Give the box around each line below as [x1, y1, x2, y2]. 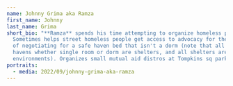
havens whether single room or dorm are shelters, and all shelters [13, 49, 216, 56]
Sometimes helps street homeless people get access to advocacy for [13, 36, 216, 43]
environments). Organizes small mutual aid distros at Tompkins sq [13, 55, 213, 62]
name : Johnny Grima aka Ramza [6, 10, 95, 17]
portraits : [6, 62, 38, 69]
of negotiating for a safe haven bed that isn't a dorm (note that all [13, 42, 225, 49]
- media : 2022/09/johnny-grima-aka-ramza [13, 68, 135, 75]
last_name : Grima [6, 23, 57, 30]
